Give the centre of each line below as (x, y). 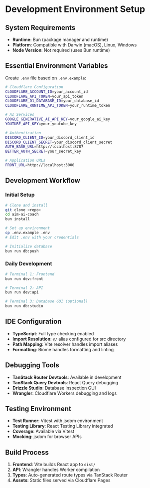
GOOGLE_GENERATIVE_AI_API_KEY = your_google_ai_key (58, 119)
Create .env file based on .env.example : (46, 78)
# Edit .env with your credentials (42, 237)
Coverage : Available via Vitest (43, 431)
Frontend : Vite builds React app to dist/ (54, 465)
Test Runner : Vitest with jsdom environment (58, 421)
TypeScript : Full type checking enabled (53, 333)
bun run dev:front (24, 279)
